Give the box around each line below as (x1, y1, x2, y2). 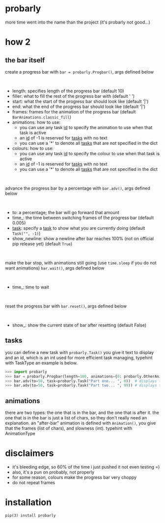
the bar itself (5, 56, 45, 64)
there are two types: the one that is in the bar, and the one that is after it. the (5, 410, 160, 415)
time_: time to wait (12, 284, 49, 290)
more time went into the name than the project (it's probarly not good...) (5, 19, 151, 25)
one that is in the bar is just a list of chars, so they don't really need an (5, 415, 147, 421)
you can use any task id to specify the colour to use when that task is (19, 150, 160, 156)
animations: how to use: (12, 119, 60, 125)
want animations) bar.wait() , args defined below (5, 265, 105, 271)
